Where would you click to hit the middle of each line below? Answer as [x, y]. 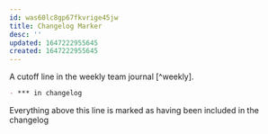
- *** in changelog [46, 94]
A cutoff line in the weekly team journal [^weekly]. [102, 76]
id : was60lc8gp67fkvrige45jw [64, 18]
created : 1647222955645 [54, 51]
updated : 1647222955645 [54, 43]
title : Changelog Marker [56, 26]
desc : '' [26, 34]
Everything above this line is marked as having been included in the [134, 110]
